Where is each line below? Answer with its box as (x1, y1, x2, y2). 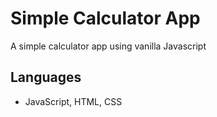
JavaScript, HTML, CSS (24, 95, 123, 107)
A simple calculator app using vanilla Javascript (10, 40, 207, 52)
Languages (10, 69, 82, 86)
